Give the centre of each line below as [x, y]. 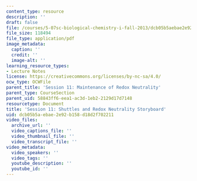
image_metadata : [26, 44]
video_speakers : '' [35, 152]
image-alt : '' [28, 60]
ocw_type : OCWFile [28, 82]
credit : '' [25, 55]
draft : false [22, 22]
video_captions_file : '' [42, 131]
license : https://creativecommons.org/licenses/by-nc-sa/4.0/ [84, 76]
